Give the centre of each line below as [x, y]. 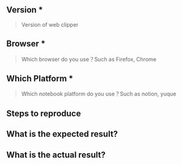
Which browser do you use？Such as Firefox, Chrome [89, 59]
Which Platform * [40, 79]
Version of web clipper [50, 24]
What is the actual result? [56, 155]
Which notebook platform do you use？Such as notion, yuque [99, 94]
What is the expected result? [62, 134]
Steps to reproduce [44, 113]
